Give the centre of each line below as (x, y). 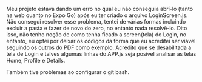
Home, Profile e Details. (36, 60)
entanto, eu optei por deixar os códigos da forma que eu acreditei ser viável (101, 41)
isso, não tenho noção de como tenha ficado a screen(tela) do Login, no (96, 35)
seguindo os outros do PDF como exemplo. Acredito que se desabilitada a (99, 47)
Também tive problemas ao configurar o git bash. (68, 72)
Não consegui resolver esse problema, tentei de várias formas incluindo (96, 22)
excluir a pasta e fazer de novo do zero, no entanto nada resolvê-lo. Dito (97, 28)
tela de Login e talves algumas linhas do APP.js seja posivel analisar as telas (101, 54)
